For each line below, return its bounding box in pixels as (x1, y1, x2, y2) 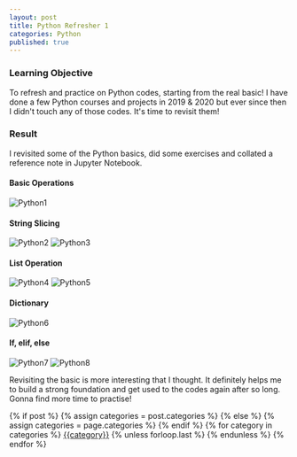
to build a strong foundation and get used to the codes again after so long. (9, 383, 281, 394)
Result (9, 128, 38, 140)
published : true (9, 37, 69, 47)
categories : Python (9, 29, 82, 38)
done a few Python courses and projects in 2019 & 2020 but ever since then (9, 97, 287, 107)
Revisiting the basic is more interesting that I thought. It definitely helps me (9, 374, 282, 385)
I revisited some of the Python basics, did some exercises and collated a (9, 148, 273, 159)
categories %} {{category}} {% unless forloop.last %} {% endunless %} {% (9, 429, 285, 439)
